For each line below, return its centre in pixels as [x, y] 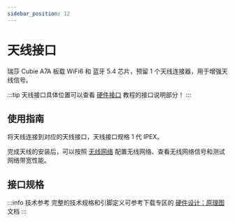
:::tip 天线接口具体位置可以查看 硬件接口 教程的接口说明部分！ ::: [99, 94]
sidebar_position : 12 [39, 14]
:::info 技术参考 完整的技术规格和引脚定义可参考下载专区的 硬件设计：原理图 [116, 202]
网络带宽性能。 [29, 161]
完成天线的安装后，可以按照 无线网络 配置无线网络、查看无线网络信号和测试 [116, 151]
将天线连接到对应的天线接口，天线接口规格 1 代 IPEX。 [85, 137]
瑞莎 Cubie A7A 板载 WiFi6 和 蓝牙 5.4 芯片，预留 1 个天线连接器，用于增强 [114, 71]
